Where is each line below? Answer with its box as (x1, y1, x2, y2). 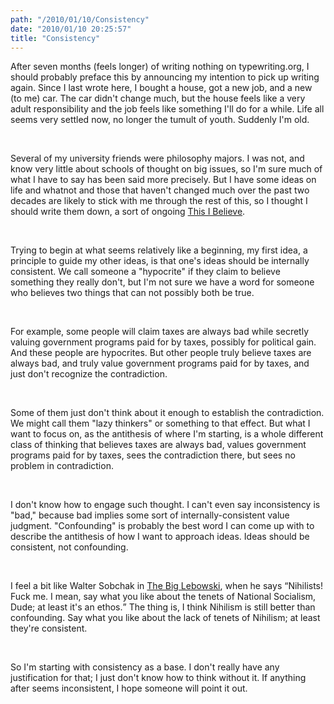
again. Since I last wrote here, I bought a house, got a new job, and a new (10, 82, 313, 94)
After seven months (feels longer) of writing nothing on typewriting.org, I (10, 61, 310, 73)
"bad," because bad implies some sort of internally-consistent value (10, 509, 290, 521)
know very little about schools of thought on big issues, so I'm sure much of (10, 163, 323, 175)
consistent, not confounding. (10, 541, 129, 553)
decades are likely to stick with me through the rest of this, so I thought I (10, 195, 308, 207)
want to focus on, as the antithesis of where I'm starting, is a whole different (10, 428, 324, 440)
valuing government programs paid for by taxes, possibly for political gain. (10, 336, 317, 348)
